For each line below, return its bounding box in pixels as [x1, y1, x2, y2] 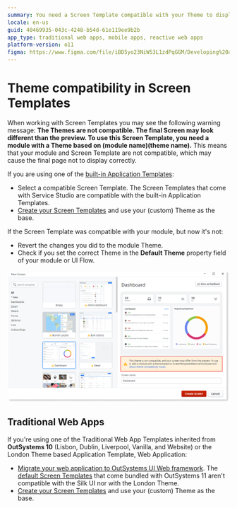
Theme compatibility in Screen [7, 80, 191, 96]
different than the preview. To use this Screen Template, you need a [7, 133, 209, 142]
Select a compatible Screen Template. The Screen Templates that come [17, 183, 226, 192]
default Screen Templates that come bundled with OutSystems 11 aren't [17, 471, 226, 480]
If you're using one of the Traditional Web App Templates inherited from [7, 435, 217, 444]
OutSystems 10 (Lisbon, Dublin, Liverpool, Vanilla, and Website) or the [7, 442, 212, 451]
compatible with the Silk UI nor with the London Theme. [17, 478, 180, 487]
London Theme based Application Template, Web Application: [7, 450, 188, 458]
